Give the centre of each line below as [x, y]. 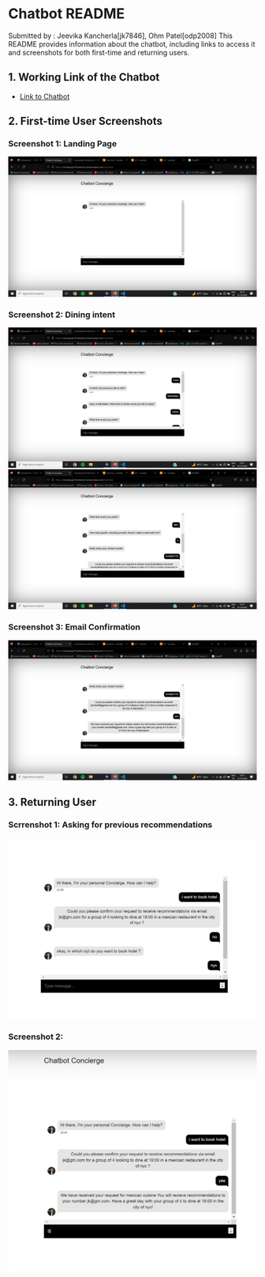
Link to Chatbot [45, 96]
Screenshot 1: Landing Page [62, 144]
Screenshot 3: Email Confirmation [74, 627]
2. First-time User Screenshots [86, 121]
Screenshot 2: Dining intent [62, 315]
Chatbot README [67, 14]
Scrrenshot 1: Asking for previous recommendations [110, 825]
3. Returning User [52, 802]
